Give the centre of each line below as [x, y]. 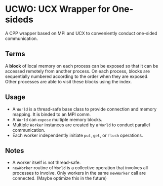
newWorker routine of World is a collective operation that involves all [80, 168]
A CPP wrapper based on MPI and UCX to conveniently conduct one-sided [81, 33]
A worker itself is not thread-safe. [46, 163]
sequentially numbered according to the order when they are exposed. [77, 76]
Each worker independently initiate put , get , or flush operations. [78, 135]
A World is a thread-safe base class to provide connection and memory [84, 109]
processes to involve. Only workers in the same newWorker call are [79, 173]
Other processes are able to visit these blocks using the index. [69, 81]
